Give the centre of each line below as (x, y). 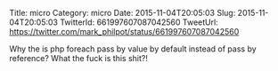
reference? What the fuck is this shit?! (79, 58)
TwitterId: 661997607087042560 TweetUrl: (139, 22)
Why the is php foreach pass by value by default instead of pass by (133, 49)
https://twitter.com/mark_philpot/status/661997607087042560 (124, 32)
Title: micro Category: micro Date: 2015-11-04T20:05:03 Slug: (123, 13)
